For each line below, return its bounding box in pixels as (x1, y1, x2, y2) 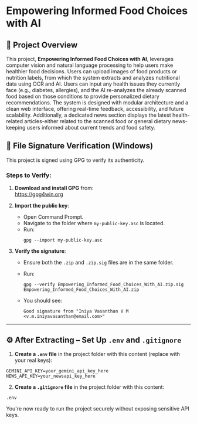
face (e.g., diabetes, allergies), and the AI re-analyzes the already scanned (6, 87, 186, 93)
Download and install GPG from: (14, 185, 94, 192)
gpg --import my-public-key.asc (23, 238, 103, 243)
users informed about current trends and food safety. (26, 124, 155, 131)
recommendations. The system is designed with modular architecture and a (6, 99, 189, 106)
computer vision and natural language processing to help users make (6, 62, 174, 69)
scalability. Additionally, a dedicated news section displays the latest (6, 111, 171, 118)
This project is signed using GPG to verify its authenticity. (6, 157, 145, 164)
